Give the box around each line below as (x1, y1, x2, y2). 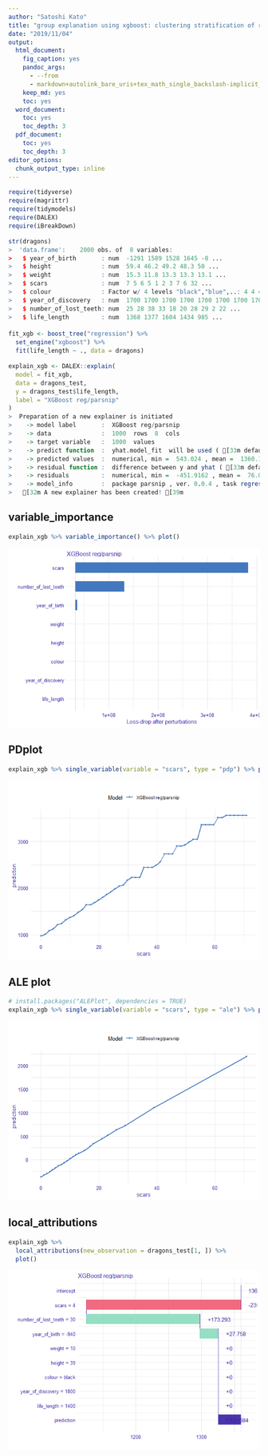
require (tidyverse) (8, 188, 73, 196)
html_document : (15, 46, 66, 55)
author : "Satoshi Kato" (8, 13, 88, 21)
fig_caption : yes (22, 55, 81, 63)
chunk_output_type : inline (15, 164, 105, 172)
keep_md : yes (22, 89, 66, 97)
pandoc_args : (22, 64, 66, 72)
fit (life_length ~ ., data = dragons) (15, 347, 145, 355)
